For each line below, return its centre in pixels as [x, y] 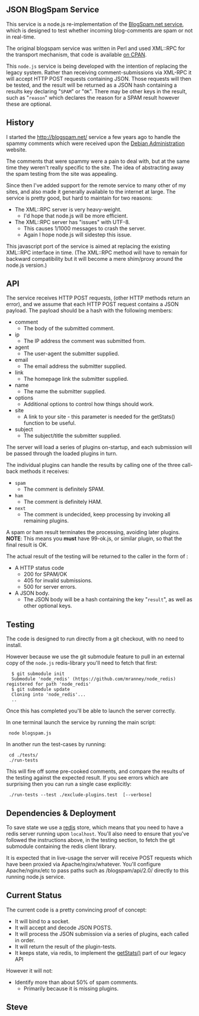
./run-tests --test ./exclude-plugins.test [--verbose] [80, 795]
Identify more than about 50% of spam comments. [76, 982]
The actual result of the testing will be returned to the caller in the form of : [97, 556]
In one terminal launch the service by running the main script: [81, 722]
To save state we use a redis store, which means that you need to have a [95, 828]
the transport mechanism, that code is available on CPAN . [76, 54]
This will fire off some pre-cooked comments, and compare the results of [95, 771]
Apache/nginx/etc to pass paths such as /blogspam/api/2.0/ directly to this [97, 870]
